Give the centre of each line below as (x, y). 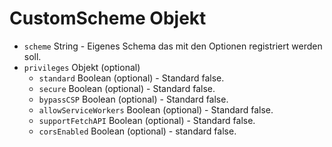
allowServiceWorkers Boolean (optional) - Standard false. (156, 109)
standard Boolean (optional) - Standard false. (131, 78)
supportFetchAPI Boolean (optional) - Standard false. (147, 120)
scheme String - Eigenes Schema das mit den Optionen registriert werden (173, 46)
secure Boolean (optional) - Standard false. (127, 88)
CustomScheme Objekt (108, 18)
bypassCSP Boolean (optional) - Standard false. (133, 99)
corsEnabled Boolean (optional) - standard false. (137, 131)
